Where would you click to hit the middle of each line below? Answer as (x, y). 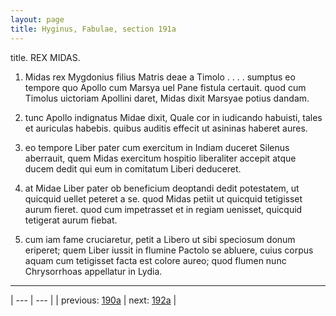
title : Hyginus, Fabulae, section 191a (93, 29)
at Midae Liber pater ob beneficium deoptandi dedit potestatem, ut (162, 188)
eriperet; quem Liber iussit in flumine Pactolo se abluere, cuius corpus (169, 250)
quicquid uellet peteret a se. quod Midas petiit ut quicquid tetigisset (163, 198)
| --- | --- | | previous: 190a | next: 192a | (93, 300)
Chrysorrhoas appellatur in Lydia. (93, 271)
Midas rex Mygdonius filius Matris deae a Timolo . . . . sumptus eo (160, 77)
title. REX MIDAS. (45, 57)
